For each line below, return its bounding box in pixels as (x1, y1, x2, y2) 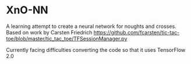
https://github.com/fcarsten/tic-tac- (93, 29, 180, 35)
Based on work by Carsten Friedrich (6, 29, 93, 35)
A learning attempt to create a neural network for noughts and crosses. (6, 23, 176, 30)
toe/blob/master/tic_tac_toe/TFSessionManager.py (6, 35, 128, 42)
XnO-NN (6, 3, 48, 17)
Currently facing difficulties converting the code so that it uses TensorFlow (6, 46, 186, 53)
